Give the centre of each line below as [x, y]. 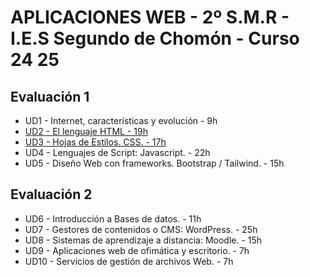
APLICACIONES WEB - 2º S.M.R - [150, 17]
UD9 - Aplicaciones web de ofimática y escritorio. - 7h [137, 250]
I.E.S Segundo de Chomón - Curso [155, 38]
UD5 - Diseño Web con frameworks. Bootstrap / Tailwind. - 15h [154, 163]
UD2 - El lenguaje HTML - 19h [86, 131]
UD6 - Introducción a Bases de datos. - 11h [113, 218]
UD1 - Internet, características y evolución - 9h [121, 120]
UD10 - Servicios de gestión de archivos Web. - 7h [129, 261]
